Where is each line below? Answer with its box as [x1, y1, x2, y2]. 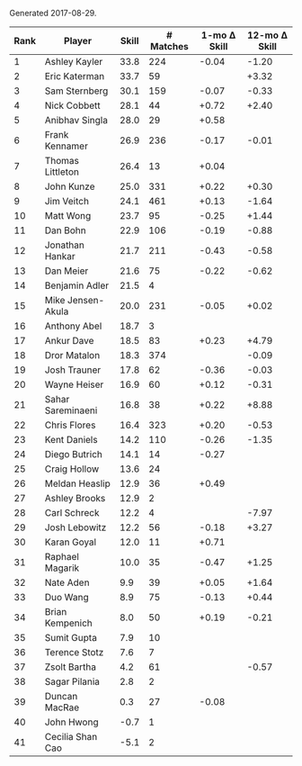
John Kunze [44, 180, 95, 193]
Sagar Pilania [44, 675, 101, 688]
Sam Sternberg [44, 85, 109, 97]
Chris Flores [44, 419, 96, 431]
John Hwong [44, 716, 99, 728]
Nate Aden [44, 576, 90, 589]
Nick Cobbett [44, 99, 101, 112]
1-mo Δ [200, 29, 236, 41]
